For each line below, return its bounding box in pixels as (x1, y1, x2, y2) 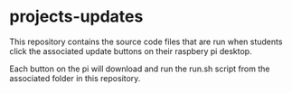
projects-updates (9, 6, 144, 27)
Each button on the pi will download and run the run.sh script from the (9, 63, 270, 74)
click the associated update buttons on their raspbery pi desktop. (9, 45, 252, 56)
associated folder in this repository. (9, 72, 141, 83)
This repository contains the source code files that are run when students (9, 36, 283, 47)
